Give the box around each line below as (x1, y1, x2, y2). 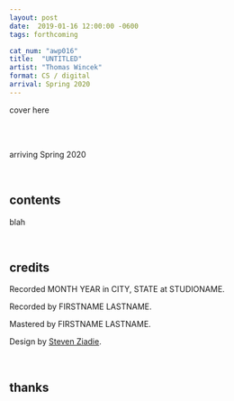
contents (9, 193, 61, 208)
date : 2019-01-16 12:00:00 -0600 (9, 22, 139, 31)
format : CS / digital (9, 71, 91, 81)
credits (9, 260, 50, 275)
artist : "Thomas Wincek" (9, 63, 103, 72)
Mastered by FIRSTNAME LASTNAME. (9, 319, 151, 330)
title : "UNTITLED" (9, 55, 83, 64)
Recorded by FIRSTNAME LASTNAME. (9, 301, 152, 312)
